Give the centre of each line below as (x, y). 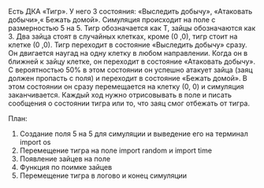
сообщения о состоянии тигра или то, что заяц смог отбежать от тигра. (129, 103)
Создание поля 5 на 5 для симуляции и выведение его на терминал (134, 134)
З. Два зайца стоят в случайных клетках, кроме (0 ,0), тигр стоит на (123, 36)
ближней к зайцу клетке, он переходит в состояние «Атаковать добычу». (132, 61)
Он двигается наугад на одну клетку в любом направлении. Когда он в (128, 53)
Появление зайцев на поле (65, 159)
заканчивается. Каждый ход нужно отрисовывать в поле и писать (120, 95)
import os (35, 142)
